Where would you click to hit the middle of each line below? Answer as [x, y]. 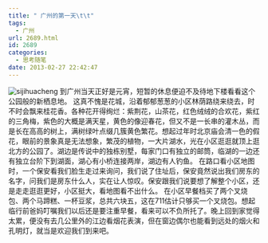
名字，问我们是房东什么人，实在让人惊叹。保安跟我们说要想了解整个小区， [130, 181]
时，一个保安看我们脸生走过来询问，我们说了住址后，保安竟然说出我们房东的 [134, 170]
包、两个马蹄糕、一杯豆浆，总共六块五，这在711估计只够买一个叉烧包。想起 [132, 201]
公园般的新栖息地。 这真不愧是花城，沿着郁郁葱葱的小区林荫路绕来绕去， [128, 101]
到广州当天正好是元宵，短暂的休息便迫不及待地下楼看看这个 [158, 91]
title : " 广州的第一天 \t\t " [51, 16]
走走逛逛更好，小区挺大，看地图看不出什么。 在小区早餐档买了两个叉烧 [131, 190]
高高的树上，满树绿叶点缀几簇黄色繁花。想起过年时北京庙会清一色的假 [144, 131]
